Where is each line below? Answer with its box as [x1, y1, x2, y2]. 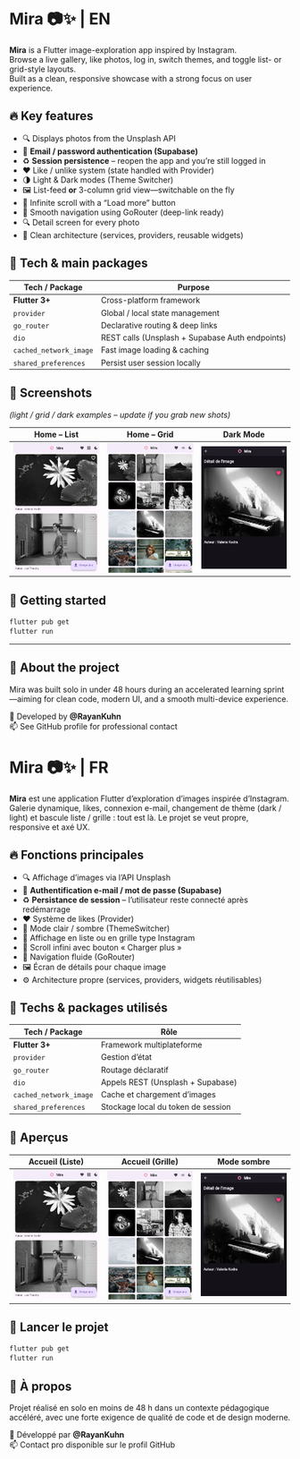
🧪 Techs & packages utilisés [9, 1000, 168, 1015]
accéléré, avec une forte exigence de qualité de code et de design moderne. [9, 1412, 291, 1422]
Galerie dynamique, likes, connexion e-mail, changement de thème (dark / [9, 802, 282, 813]
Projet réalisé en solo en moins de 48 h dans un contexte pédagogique [9, 1402, 270, 1412]
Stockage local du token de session [101, 1102, 231, 1113]
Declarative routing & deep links [101, 320, 218, 330]
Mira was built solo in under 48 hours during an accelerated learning [9, 684, 262, 695]
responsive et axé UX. [9, 822, 91, 832]
